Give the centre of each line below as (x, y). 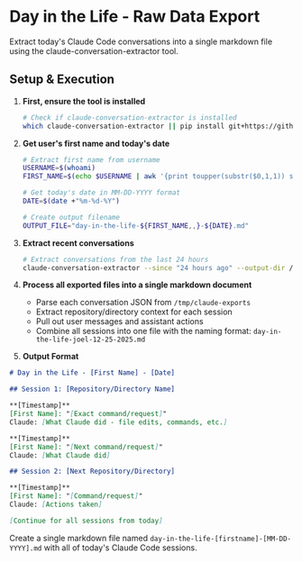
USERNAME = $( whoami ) (59, 168)
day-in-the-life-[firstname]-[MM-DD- (220, 539)
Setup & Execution (62, 80)
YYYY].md (26, 548)
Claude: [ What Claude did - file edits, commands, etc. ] (119, 422)
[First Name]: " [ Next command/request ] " (87, 447)
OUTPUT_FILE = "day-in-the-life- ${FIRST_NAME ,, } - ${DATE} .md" (136, 226)
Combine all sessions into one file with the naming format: (143, 331)
